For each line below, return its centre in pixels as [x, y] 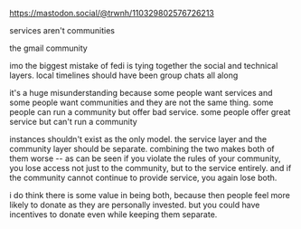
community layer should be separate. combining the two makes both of [142, 149]
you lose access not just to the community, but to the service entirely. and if [150, 168]
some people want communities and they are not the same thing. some [141, 102]
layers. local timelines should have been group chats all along [124, 75]
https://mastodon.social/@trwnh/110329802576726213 [112, 13]
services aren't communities [62, 30]
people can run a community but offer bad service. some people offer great [150, 112]
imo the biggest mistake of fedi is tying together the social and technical [144, 66]
